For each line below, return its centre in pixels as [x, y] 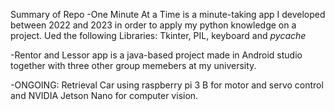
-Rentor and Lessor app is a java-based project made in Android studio [156, 55]
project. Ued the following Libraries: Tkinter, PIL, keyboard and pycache [158, 35]
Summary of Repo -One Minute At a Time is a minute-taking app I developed [168, 14]
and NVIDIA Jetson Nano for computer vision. [104, 95]
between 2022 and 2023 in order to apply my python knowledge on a [153, 25]
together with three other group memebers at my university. [133, 65]
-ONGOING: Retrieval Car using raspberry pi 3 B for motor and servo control [167, 85]
